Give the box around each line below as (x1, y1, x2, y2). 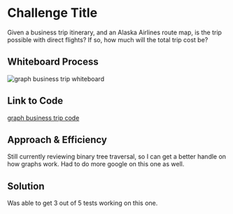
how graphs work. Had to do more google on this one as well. (7, 160, 185, 168)
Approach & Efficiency (7, 133, 107, 145)
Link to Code (7, 95, 64, 107)
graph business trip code (7, 114, 80, 122)
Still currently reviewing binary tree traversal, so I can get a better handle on (7, 152, 226, 161)
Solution (7, 180, 45, 192)
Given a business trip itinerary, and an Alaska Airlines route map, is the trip (7, 28, 223, 36)
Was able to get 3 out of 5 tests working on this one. (7, 199, 158, 208)
